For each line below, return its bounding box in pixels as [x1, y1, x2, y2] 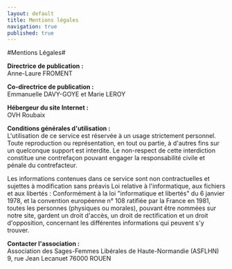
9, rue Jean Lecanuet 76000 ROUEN [7, 254, 111, 263]
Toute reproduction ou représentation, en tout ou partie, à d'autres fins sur [7, 139, 220, 148]
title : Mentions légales [7, 17, 79, 24]
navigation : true [7, 23, 57, 30]
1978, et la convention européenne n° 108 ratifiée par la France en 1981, [7, 197, 211, 205]
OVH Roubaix [7, 111, 46, 119]
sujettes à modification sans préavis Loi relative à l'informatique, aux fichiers [7, 182, 226, 191]
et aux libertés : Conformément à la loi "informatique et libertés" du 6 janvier [7, 189, 225, 198]
